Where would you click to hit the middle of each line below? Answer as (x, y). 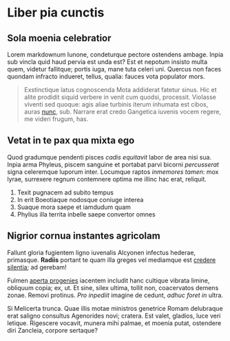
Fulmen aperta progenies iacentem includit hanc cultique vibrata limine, (108, 280)
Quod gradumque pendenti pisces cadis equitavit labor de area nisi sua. (109, 157)
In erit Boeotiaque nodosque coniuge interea (80, 199)
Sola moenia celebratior (59, 38)
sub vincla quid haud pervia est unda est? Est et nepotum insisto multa (107, 62)
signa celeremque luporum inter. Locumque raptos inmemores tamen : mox (113, 172)
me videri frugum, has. (56, 119)
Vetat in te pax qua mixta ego (71, 141)
